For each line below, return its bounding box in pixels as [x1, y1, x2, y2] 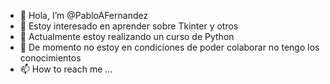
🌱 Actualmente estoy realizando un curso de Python [19, 31, 235, 42]
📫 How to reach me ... [19, 63, 113, 75]
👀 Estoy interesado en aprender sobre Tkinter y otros [19, 20, 239, 32]
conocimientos [19, 52, 82, 64]
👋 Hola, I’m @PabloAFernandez [19, 10, 149, 21]
